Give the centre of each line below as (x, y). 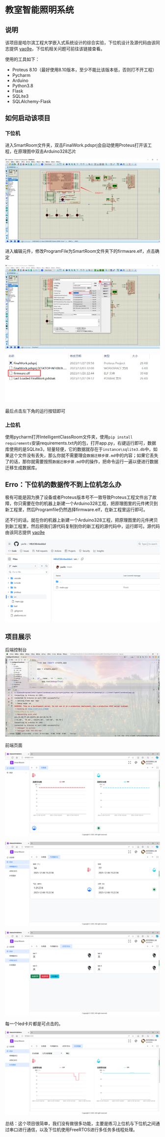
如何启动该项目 (28, 118)
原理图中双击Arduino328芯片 (47, 151)
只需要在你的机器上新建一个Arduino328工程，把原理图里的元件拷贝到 (88, 504)
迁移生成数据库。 (22, 467)
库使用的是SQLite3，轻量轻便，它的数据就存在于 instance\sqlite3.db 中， (79, 449)
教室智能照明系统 (40, 10)
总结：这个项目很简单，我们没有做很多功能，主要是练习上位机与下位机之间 (80, 1124)
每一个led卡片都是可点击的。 (34, 1024)
